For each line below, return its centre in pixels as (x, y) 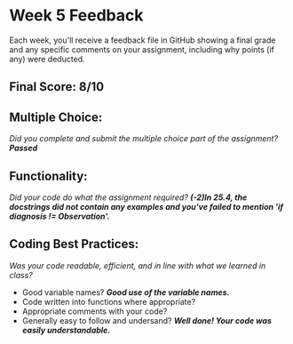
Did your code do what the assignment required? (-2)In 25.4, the (128, 197)
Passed (24, 148)
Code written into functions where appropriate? (109, 301)
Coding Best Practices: (74, 244)
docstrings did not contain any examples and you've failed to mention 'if (146, 206)
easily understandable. (66, 330)
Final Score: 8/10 (57, 87)
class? (21, 275)
